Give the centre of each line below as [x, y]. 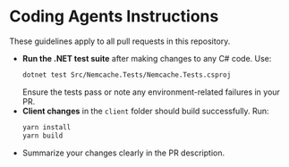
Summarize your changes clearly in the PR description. [123, 153]
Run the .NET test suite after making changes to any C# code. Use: [147, 58]
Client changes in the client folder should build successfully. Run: [146, 111]
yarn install [47, 127]
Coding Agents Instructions [114, 17]
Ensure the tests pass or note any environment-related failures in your [151, 92]
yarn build [42, 136]
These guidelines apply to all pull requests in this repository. [120, 41]
